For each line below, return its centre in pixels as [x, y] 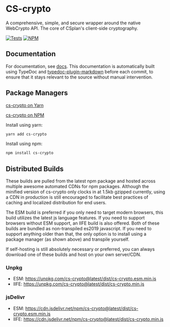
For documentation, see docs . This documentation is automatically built [80, 66]
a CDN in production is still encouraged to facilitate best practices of [77, 197]
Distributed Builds [35, 169]
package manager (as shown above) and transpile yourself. [68, 239]
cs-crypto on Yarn [25, 105]
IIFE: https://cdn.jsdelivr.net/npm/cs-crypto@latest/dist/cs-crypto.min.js [88, 319]
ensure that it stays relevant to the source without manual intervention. [79, 77]
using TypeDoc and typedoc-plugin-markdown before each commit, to [79, 71]
